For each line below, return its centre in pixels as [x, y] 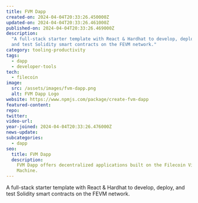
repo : [13, 110]
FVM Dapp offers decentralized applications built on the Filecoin [101, 165]
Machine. [27, 171]
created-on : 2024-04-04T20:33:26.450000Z [58, 17]
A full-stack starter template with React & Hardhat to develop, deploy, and [95, 187]
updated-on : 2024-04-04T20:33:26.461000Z [58, 22]
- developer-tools [34, 66]
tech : [13, 72]
